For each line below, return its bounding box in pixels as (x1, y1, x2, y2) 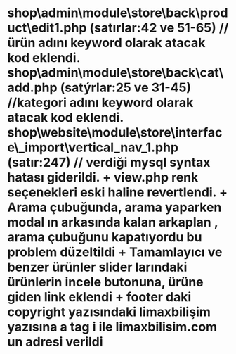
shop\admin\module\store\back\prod (7, 5, 228, 21)
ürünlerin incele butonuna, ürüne (7, 274, 204, 290)
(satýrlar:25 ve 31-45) (60, 80, 192, 96)
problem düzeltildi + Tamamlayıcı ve (7, 244, 223, 260)
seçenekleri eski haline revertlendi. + (7, 184, 228, 201)
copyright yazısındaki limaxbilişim (7, 304, 211, 320)
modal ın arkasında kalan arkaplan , (7, 215, 218, 230)
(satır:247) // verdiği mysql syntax (7, 155, 211, 170)
